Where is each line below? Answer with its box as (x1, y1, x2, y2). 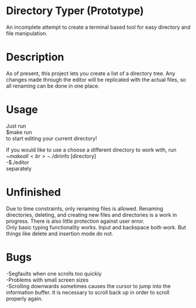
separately (6, 165, 32, 172)
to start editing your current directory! (6, 135, 98, 142)
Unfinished (6, 186, 61, 199)
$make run (6, 128, 32, 136)
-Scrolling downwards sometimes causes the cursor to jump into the (6, 282, 171, 289)
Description (6, 51, 64, 64)
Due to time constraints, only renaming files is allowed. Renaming (6, 205, 164, 212)
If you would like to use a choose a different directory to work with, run (6, 146, 177, 153)
